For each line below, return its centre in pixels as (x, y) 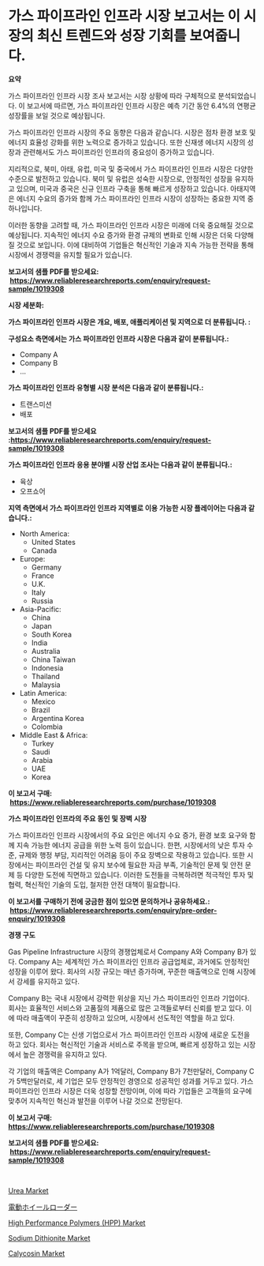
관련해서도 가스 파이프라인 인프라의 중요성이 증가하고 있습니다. (118, 152)
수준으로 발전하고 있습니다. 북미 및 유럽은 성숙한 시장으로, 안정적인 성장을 (121, 178)
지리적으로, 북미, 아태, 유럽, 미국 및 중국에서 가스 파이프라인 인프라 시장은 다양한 (131, 169)
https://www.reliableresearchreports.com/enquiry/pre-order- (113, 910)
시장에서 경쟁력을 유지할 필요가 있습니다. (70, 254)
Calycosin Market (37, 1253)
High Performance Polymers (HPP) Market (77, 1223)
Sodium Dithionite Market (49, 1238)
